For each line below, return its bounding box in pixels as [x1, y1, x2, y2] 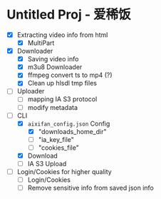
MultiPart [27, 39, 55, 47]
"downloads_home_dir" [38, 127, 107, 136]
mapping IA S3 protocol [27, 95, 98, 103]
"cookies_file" [38, 143, 79, 152]
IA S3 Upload [27, 159, 67, 168]
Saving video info [27, 55, 79, 63]
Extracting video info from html [16, 30, 108, 39]
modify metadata [27, 103, 78, 111]
